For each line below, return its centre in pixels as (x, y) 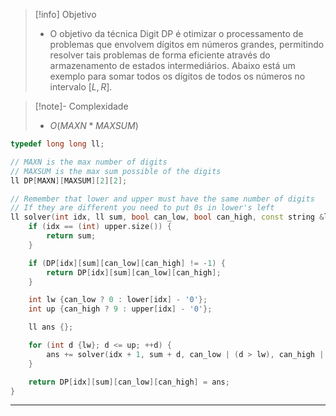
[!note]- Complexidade (81, 106)
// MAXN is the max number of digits (89, 162)
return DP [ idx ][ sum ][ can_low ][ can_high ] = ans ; (129, 382)
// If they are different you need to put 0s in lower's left (142, 208)
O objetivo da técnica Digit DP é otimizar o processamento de (176, 33)
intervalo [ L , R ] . (81, 87)
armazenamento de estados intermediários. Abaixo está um (172, 65)
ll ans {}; (51, 327)
